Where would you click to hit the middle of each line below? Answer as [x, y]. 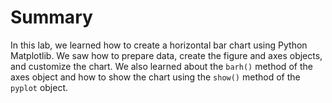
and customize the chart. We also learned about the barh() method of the [161, 66]
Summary [51, 17]
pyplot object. [39, 87]
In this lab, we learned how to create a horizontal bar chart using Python [159, 45]
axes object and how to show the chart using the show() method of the [155, 77]
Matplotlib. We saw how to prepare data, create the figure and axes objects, [166, 55]
